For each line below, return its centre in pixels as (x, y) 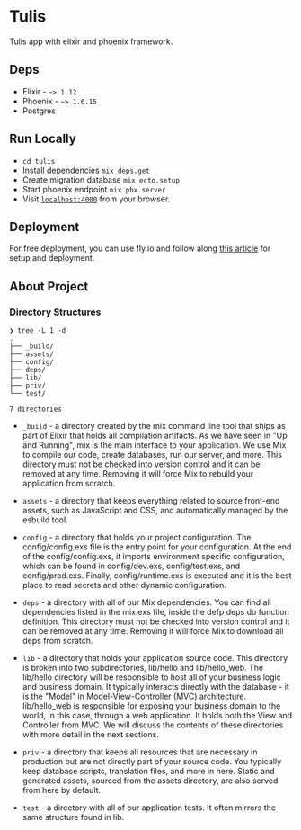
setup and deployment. (52, 258)
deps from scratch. (58, 641)
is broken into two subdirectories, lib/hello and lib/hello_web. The (142, 668)
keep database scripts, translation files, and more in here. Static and (149, 772)
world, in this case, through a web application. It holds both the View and (157, 716)
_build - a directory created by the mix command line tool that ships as (154, 426)
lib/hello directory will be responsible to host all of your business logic (151, 677)
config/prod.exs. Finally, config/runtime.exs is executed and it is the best (157, 576)
